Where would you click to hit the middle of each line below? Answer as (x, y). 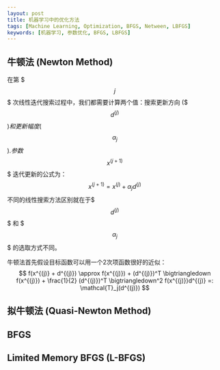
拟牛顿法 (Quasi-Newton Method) (79, 311)
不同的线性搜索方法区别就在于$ (51, 200)
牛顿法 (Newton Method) (60, 62)
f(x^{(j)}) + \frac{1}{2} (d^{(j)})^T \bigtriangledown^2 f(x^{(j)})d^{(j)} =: (115, 280)
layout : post (26, 13)
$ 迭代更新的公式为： (37, 174)
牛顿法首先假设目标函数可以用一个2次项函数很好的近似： (87, 262)
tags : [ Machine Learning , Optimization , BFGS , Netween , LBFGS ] (99, 26)
